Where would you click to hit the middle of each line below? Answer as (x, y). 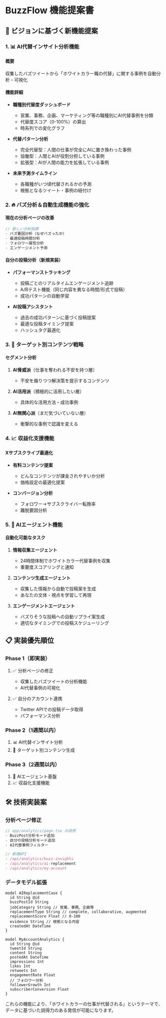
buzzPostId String (29, 902)
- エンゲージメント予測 (26, 248)
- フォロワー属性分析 (25, 243)
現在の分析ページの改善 (30, 218)
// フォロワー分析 (27, 981)
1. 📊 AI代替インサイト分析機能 (42, 46)
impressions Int (27, 962)
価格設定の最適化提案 (42, 482)
